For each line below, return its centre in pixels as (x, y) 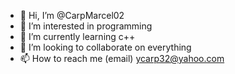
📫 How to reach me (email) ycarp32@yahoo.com (122, 58)
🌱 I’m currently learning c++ (77, 36)
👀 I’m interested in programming (86, 26)
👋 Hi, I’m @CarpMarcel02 (72, 15)
